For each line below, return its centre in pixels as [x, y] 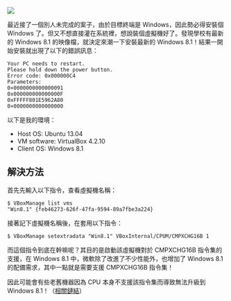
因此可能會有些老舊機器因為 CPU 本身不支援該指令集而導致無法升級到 [106, 282]
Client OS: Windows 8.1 [50, 148]
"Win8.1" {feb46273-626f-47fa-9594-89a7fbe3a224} [80, 209]
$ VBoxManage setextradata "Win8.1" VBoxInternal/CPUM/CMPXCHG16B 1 [108, 236]
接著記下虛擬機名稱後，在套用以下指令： [65, 223]
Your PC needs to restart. [46, 64]
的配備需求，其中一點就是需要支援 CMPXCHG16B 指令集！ [91, 267]
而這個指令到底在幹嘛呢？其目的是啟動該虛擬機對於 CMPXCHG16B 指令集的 [115, 250]
